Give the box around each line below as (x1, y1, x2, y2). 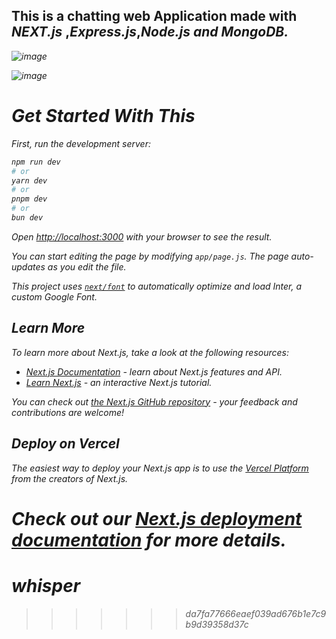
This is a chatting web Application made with (11, 8, 298, 25)
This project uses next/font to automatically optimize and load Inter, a (11, 280, 303, 292)
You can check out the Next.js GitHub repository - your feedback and (11, 395, 298, 408)
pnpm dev (11, 194, 48, 204)
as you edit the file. (47, 260, 127, 273)
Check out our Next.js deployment (11, 507, 303, 530)
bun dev (11, 213, 44, 223)
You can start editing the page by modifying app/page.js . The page (11, 250, 289, 262)
